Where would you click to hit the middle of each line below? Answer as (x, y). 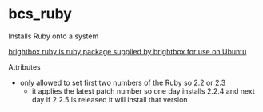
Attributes (25, 67)
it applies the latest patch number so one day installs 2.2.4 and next (143, 91)
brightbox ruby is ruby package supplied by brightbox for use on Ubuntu (128, 51)
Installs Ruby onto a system (54, 36)
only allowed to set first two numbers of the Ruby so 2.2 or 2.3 (123, 82)
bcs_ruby (40, 14)
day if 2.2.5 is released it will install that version (110, 99)
